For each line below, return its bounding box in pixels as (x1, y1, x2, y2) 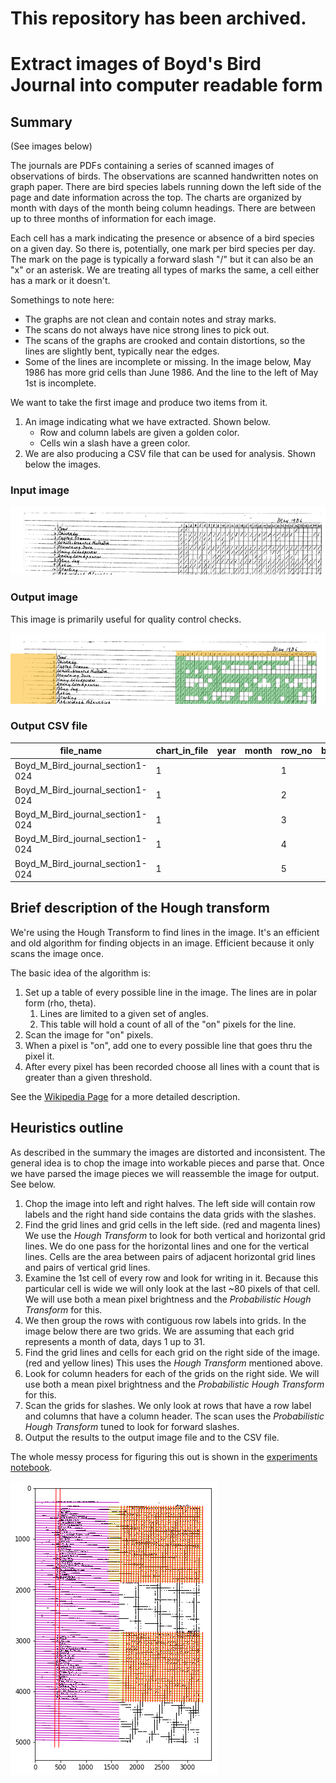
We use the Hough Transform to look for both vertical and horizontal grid (24, 1229, 326, 1241)
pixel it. (24, 1050, 55, 1062)
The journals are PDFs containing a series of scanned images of (10, 160, 275, 172)
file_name (59, 745, 103, 757)
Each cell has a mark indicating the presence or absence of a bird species (10, 232, 315, 244)
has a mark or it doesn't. (10, 275, 111, 287)
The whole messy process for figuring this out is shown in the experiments (10, 1450, 318, 1462)
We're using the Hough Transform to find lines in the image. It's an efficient (10, 926, 320, 938)
